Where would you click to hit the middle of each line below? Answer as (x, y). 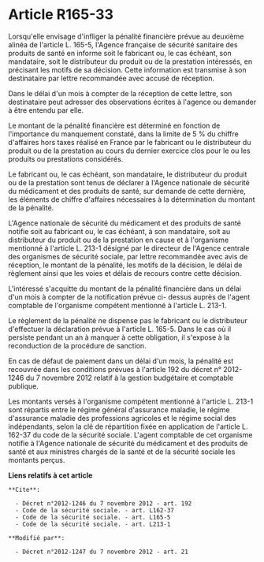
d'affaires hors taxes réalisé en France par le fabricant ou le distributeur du (130, 142)
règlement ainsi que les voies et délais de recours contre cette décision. (125, 273)
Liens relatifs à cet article (50, 475)
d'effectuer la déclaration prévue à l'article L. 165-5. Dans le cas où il (120, 329)
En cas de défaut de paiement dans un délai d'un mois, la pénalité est (121, 361)
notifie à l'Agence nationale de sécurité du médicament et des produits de (128, 443)
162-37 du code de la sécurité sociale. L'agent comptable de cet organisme (130, 434)
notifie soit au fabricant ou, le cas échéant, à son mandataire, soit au (119, 231)
